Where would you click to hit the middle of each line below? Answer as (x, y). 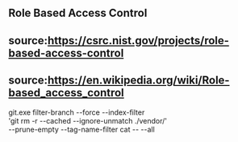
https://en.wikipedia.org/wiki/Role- (138, 81)
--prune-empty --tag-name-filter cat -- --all (81, 129)
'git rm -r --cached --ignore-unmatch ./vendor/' (88, 120)
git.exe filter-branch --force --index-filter (77, 112)
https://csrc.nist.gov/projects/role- (138, 41)
